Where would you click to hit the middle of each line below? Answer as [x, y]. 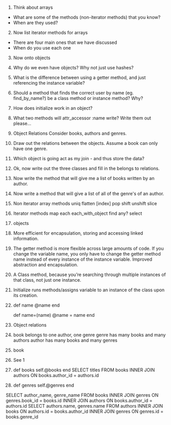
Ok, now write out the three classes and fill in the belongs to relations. [86, 168]
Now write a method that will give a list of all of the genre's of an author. [89, 194]
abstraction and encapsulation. [46, 265]
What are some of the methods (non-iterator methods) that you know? [87, 17]
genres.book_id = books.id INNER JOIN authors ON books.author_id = [79, 401]
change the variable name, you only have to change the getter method [87, 254]
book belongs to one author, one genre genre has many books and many [89, 335]
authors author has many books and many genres [65, 340]
